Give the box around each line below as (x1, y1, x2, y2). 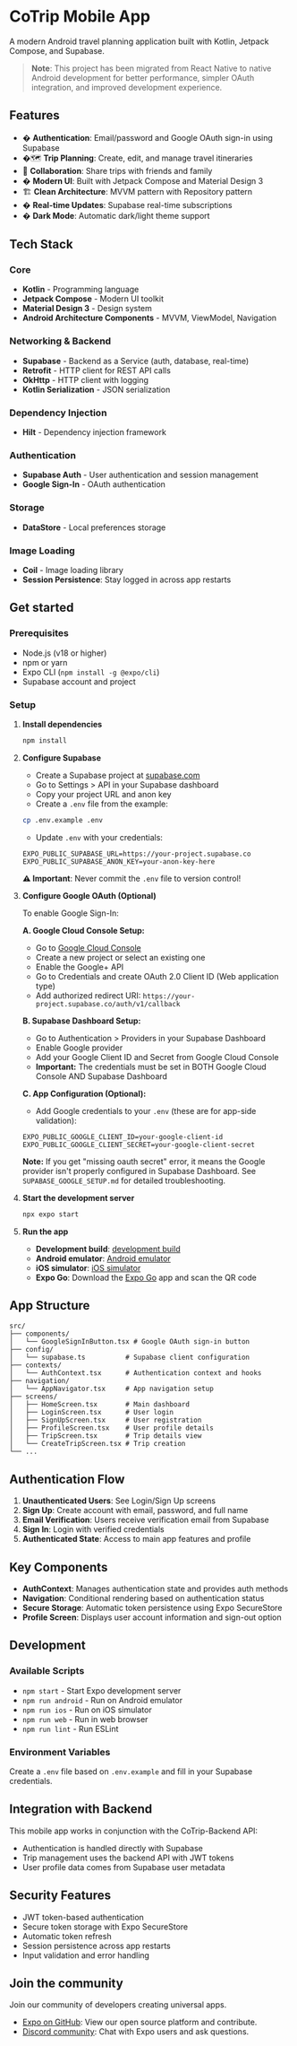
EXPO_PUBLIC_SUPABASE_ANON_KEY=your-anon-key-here (21, 857, 216, 866)
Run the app (21, 1226, 69, 1237)
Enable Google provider (35, 1042, 123, 1053)
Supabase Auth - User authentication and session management (21, 469, 259, 481)
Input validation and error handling (21, 1949, 150, 1961)
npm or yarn (21, 657, 68, 667)
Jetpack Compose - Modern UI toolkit (21, 293, 164, 304)
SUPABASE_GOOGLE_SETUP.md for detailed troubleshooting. (21, 1175, 226, 1186)
